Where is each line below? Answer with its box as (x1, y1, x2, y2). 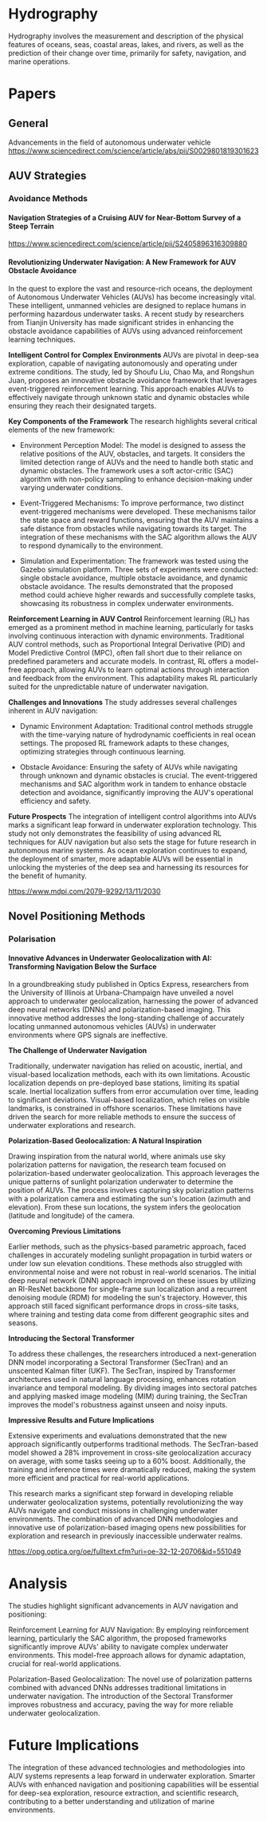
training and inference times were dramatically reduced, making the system (8, 1465, 257, 1475)
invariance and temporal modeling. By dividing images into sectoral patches (8, 1383, 257, 1393)
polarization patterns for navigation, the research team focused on (8, 1160, 226, 1170)
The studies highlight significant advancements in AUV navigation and (8, 1601, 239, 1611)
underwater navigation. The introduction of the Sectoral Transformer (8, 1692, 234, 1701)
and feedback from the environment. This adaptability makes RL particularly (8, 673, 257, 683)
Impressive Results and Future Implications (8, 1415, 155, 1425)
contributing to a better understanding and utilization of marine (8, 1797, 215, 1807)
